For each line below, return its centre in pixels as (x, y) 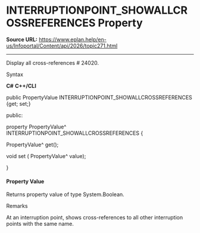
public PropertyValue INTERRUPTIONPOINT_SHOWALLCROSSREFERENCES (99, 97)
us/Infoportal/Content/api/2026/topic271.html (62, 46)
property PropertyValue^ (36, 127)
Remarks (17, 206)
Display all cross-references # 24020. (53, 62)
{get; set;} (18, 103)
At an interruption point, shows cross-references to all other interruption (95, 218)
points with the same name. (40, 224)
